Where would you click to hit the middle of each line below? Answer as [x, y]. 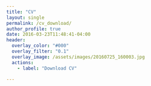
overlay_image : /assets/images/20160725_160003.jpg [79, 57]
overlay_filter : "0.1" [40, 51]
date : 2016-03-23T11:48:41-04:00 [49, 35]
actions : [23, 62]
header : [16, 40]
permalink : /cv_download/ [39, 23]
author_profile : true [34, 29]
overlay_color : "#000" [40, 46]
